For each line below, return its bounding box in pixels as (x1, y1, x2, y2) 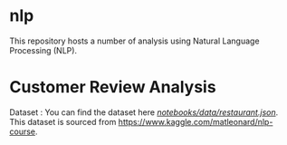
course (9, 126, 36, 137)
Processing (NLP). (9, 44, 78, 55)
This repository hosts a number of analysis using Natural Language (9, 35, 260, 46)
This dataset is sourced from (9, 116, 117, 127)
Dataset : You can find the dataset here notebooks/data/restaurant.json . (9, 106, 279, 118)
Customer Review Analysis (9, 77, 216, 98)
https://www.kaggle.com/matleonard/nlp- (118, 116, 273, 127)
